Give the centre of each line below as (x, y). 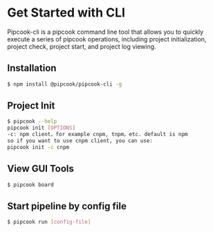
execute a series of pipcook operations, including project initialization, (107, 39)
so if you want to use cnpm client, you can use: (80, 141)
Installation (32, 68)
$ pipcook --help (32, 122)
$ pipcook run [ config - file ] (49, 222)
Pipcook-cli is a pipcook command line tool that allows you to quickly (105, 32)
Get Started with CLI (66, 13)
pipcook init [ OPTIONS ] (41, 128)
